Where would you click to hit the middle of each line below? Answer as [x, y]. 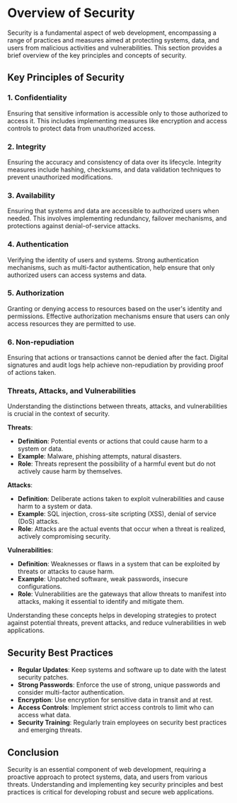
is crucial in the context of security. [59, 414]
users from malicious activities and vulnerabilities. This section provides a [115, 47]
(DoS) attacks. [39, 522]
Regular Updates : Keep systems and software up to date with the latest [122, 670]
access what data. [44, 715]
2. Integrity [27, 147]
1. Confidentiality [37, 98]
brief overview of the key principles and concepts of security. [97, 55]
